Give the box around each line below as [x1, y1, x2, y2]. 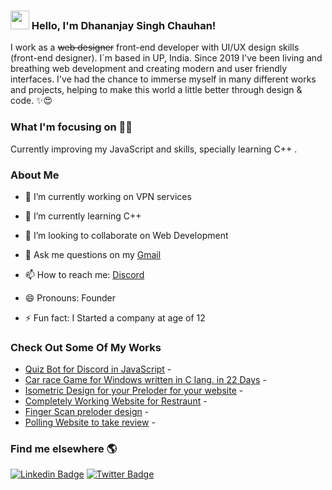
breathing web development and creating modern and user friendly [10, 63, 288, 75]
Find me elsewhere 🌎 [10, 442, 118, 456]
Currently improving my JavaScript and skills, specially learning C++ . [10, 143, 298, 155]
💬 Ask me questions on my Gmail [24, 248, 162, 260]
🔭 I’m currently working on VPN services [24, 190, 192, 202]
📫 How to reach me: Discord [24, 268, 145, 280]
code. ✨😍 [10, 95, 53, 107]
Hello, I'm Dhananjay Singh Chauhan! [31, 18, 217, 32]
